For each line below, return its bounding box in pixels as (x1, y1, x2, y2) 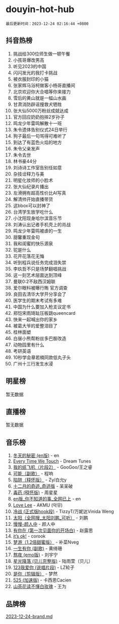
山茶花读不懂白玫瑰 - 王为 (13, 584, 67, 590)
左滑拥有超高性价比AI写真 (13, 190, 67, 196)
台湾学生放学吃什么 (13, 209, 53, 215)
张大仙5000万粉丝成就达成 (13, 107, 69, 113)
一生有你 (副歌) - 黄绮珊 (13, 546, 63, 552)
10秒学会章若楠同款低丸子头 (13, 354, 71, 360)
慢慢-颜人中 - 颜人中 (13, 521, 55, 527)
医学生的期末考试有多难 (13, 297, 62, 303)
